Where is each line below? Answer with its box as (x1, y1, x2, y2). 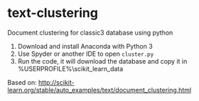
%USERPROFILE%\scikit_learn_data (17, 64, 124, 73)
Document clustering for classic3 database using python (7, 28, 173, 37)
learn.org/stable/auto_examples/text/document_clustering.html (7, 85, 192, 94)
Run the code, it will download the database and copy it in (17, 57, 188, 65)
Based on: (7, 78, 37, 86)
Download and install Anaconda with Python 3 (17, 42, 153, 50)
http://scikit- (38, 78, 75, 86)
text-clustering (7, 5, 98, 21)
